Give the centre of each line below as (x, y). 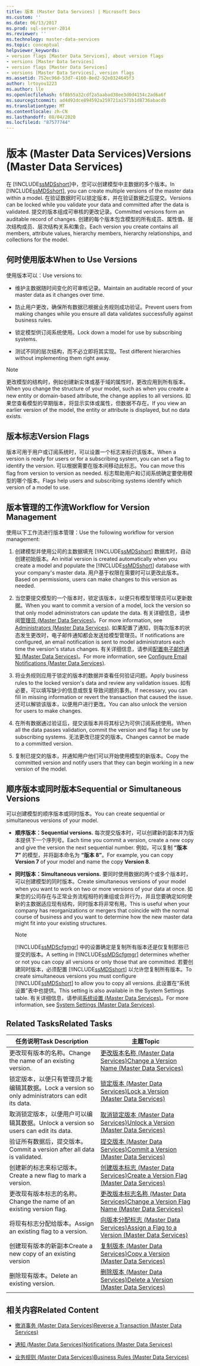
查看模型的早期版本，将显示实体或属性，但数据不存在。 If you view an (101, 403)
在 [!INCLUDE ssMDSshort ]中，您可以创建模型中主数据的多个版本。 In (90, 184)
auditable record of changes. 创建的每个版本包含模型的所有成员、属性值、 (97, 219)
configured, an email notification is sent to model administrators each (100, 642)
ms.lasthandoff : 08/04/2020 (41, 117)
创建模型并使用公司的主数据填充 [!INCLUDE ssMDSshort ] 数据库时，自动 (103, 551)
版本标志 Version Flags (48, 437)
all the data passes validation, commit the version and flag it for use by (101, 729)
